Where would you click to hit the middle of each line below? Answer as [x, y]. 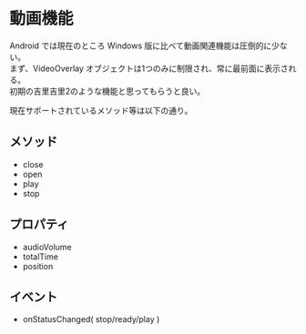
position [38, 266]
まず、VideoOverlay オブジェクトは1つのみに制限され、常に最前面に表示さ [149, 68]
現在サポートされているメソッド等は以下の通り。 [101, 110]
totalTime [41, 257]
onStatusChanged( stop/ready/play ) [91, 319]
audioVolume [47, 247]
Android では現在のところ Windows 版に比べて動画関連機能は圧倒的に [141, 46]
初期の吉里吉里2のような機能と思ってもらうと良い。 [107, 91]
